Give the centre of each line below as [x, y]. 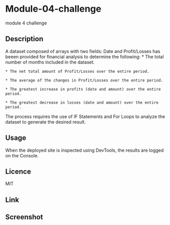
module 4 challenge [26, 23]
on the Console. [22, 155]
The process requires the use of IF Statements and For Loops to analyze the [85, 116]
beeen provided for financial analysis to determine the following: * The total [85, 57]
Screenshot [24, 217]
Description [24, 39]
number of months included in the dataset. [50, 62]
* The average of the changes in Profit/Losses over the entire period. [84, 80]
